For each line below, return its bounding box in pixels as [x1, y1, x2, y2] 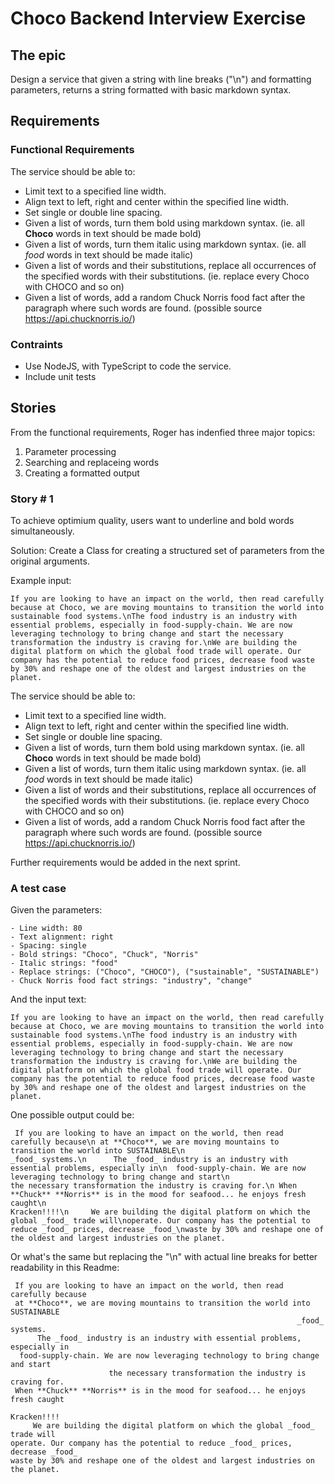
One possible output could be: [10, 1109, 135, 1121]
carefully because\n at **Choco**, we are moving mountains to [10, 1137, 280, 1147]
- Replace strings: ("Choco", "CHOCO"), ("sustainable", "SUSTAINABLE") [10, 967, 320, 977]
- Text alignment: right [10, 932, 114, 942]
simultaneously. [10, 525, 75, 537]
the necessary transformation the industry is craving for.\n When [10, 1181, 298, 1191]
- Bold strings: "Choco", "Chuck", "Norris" [10, 950, 199, 960]
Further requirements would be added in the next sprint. [10, 857, 241, 869]
